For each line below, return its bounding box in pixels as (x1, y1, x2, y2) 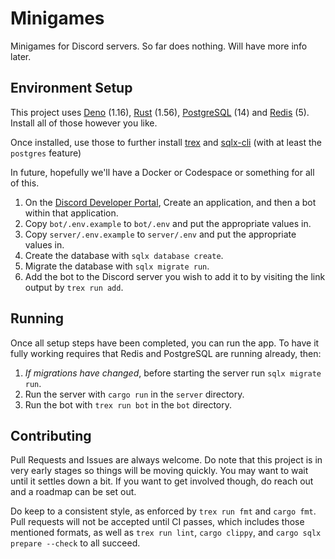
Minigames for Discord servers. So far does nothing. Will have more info (10, 40, 308, 52)
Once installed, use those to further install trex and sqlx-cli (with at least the (10, 136, 323, 148)
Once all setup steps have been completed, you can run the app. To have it (10, 337, 320, 349)
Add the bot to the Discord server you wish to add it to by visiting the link (24, 270, 326, 282)
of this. (10, 177, 40, 189)
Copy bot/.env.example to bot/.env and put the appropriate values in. (24, 217, 312, 229)
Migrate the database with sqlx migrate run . (24, 260, 210, 272)
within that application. (24, 207, 119, 219)
